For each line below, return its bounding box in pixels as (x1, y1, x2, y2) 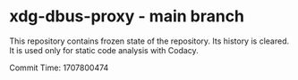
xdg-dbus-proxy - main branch (9, 6, 244, 27)
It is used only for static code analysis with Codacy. (9, 44, 199, 55)
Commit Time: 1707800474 (9, 62, 109, 73)
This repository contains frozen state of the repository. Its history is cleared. (9, 36, 289, 46)
